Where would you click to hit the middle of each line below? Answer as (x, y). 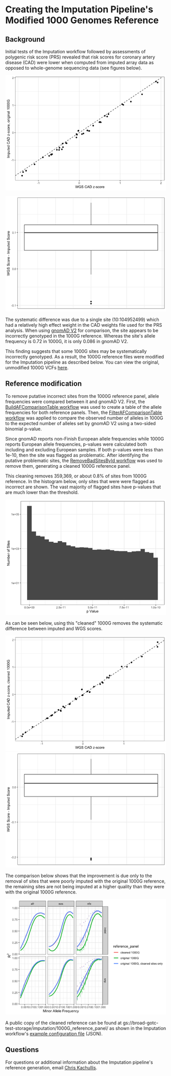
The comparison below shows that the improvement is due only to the (79, 875)
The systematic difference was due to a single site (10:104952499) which (82, 320)
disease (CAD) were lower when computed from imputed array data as (80, 62)
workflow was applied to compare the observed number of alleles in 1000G (84, 418)
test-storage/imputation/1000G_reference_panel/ (57, 1028)
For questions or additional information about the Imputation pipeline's (79, 1062)
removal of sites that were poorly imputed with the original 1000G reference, (86, 881)
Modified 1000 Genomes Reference (82, 20)
